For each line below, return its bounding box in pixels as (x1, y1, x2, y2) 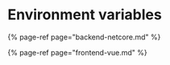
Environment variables (7, 6, 162, 24)
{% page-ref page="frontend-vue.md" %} (7, 47, 147, 57)
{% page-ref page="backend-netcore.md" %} (7, 32, 161, 42)
